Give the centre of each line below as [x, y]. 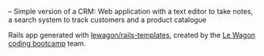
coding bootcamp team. [47, 43]
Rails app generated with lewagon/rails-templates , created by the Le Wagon [132, 35]
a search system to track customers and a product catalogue [107, 20]
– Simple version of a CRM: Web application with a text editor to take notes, [131, 11]
